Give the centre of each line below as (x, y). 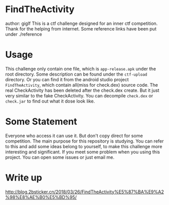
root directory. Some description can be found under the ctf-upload (76, 74)
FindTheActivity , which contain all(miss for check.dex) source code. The (82, 85)
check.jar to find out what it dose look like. (50, 101)
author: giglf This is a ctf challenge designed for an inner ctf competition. (81, 23)
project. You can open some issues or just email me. (60, 157)
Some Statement (41, 122)
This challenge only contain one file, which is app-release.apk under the (81, 69)
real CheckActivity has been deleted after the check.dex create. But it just (82, 90)
